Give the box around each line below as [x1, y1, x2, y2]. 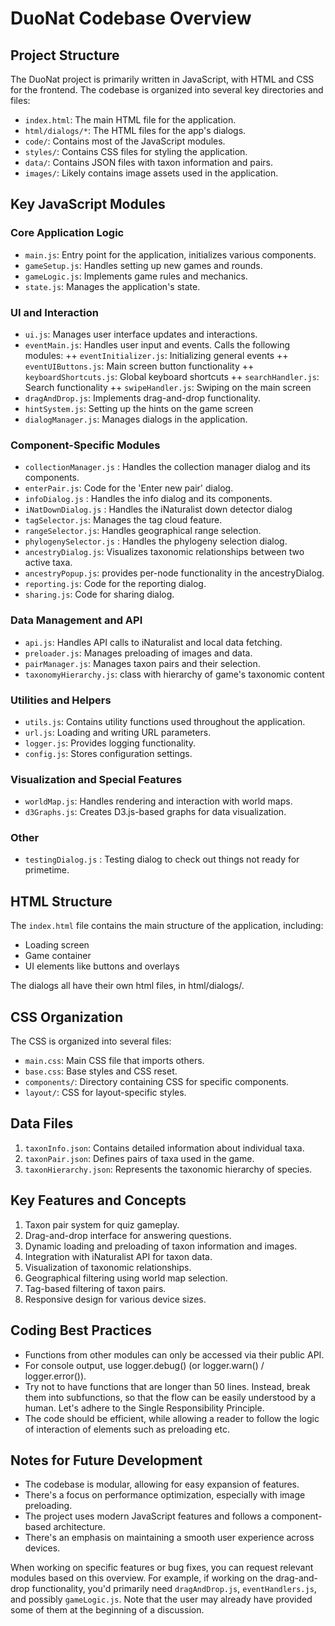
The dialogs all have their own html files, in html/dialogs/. [10, 980, 245, 992]
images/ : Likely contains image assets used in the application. [24, 167, 279, 179]
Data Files [10, 1115, 74, 1132]
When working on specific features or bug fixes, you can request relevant [10, 1562, 314, 1574]
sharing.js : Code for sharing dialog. [24, 588, 175, 601]
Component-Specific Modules [10, 438, 161, 452]
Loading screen [24, 939, 90, 951]
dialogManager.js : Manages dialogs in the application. [24, 413, 248, 425]
